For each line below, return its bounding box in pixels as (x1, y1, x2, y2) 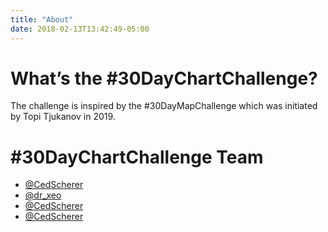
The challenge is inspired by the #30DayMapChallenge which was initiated (10, 100, 318, 112)
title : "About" (10, 14, 74, 25)
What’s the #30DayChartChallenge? (10, 67, 318, 90)
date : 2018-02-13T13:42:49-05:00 (10, 24, 150, 34)
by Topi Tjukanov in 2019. (10, 111, 116, 123)
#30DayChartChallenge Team (10, 146, 264, 168)
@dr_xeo (24, 189, 62, 201)
